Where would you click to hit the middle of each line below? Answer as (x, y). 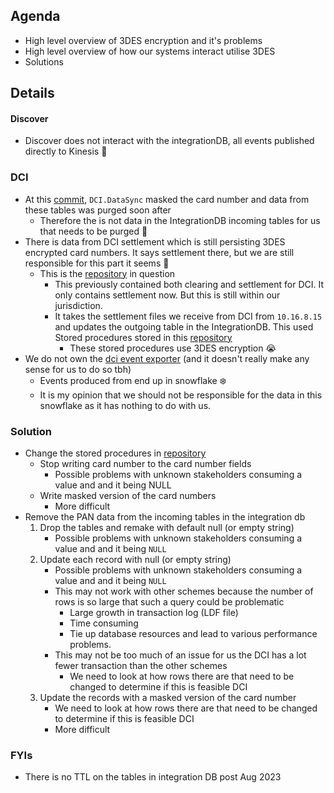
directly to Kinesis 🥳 (66, 151)
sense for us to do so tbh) (78, 369)
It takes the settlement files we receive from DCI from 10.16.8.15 (188, 316)
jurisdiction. (78, 305)
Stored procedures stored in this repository (143, 337)
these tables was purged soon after (98, 210)
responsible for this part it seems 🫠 (97, 263)
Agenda (35, 16)
